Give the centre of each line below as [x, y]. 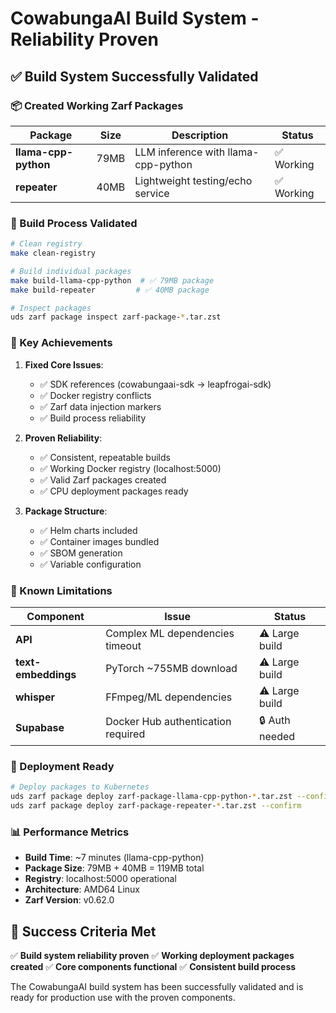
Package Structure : [66, 511]
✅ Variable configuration [90, 564]
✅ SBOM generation [81, 553]
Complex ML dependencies [170, 633]
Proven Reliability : [63, 438]
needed [277, 736]
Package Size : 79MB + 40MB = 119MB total [114, 868]
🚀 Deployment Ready [62, 766]
